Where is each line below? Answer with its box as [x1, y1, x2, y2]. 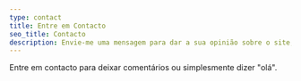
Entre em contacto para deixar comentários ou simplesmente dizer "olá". [9, 62, 278, 73]
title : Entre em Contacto [9, 21, 106, 30]
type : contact [9, 12, 63, 22]
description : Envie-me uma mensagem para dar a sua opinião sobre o [9, 37, 271, 47]
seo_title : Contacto [9, 29, 87, 38]
